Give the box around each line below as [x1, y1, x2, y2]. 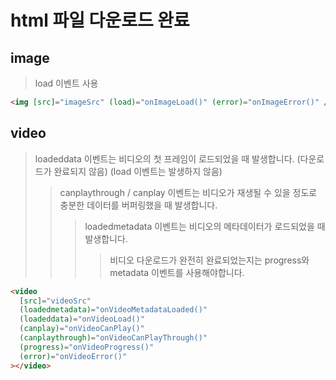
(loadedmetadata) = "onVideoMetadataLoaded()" [19, 305, 208, 315]
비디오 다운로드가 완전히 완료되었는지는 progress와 [109, 254, 310, 266]
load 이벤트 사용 [34, 77, 99, 89]
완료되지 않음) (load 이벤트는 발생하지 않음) [53, 165, 223, 177]
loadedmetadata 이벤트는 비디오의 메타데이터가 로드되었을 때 [84, 220, 326, 232]
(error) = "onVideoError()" [19, 351, 128, 361]
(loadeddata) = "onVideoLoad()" [19, 314, 145, 325]
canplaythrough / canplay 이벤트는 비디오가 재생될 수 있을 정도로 [59, 186, 318, 198]
